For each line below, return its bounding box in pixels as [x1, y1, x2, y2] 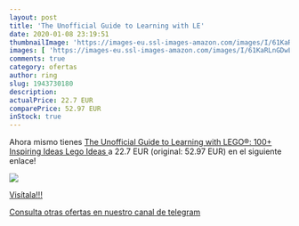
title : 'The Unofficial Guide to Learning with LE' [9, 21, 205, 30]
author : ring [9, 71, 58, 80]
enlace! [9, 156, 36, 166]
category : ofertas [9, 63, 77, 72]
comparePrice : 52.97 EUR [9, 104, 101, 113]
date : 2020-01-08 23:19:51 [9, 29, 109, 38]
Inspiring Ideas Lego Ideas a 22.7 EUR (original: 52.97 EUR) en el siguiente [9, 146, 282, 157]
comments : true [9, 54, 66, 63]
